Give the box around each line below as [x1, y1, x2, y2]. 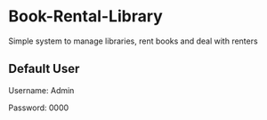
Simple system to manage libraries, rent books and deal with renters [8, 36, 259, 46]
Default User [8, 61, 80, 76]
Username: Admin [8, 84, 75, 95]
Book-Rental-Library [8, 6, 164, 27]
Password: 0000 [8, 102, 69, 113]
